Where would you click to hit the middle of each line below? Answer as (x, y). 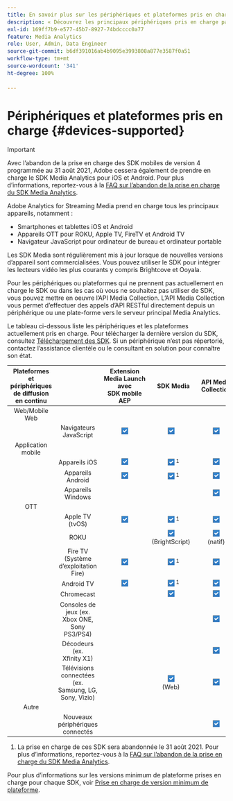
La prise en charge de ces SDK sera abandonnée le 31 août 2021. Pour (118, 747)
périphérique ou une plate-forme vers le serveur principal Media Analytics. (114, 313)
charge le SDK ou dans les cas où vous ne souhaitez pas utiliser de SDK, (111, 291)
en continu (31, 400)
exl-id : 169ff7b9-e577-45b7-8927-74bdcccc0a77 (76, 29)
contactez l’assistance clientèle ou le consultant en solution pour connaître (114, 348)
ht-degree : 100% (31, 73)
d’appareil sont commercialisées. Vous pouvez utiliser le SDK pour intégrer (114, 262)
